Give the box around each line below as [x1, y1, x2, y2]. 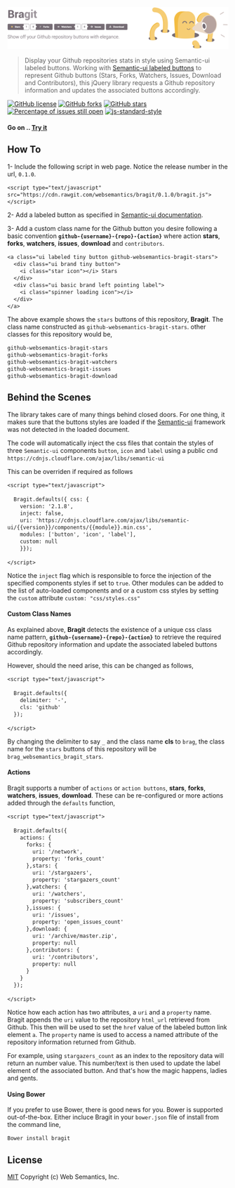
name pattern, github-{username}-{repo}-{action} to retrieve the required [7, 633, 222, 641]
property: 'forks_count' [32, 855, 105, 863]
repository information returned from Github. [7, 1038, 136, 1046]
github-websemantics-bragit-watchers [7, 358, 118, 365]
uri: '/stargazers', [32, 869, 93, 877]
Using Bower [7, 1090, 46, 1098]
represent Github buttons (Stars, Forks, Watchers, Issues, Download [24, 71, 222, 80]
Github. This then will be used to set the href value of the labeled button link [7, 1023, 227, 1031]
